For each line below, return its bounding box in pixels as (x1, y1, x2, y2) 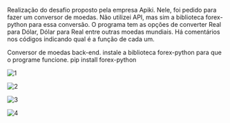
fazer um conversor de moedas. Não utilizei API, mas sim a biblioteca (7, 13, 204, 21)
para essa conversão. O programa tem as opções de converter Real (28, 21, 222, 28)
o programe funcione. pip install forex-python (7, 56, 137, 64)
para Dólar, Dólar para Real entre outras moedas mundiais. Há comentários (7, 27, 220, 36)
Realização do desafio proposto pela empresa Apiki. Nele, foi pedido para (7, 6, 217, 14)
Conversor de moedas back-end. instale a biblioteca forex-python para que (7, 48, 222, 56)
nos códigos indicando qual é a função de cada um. (7, 35, 155, 43)
